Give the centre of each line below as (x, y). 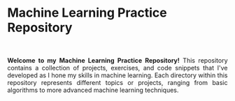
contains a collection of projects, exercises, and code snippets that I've (117, 68)
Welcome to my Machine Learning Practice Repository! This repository (117, 60)
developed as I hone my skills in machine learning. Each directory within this (117, 75)
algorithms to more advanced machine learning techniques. (93, 90)
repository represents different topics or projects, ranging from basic (117, 82)
